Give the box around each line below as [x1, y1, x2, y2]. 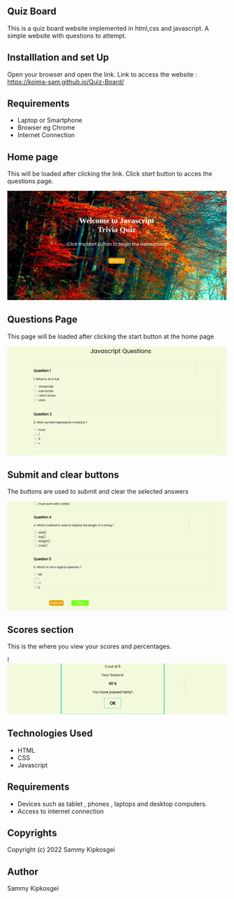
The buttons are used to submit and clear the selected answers [7, 487, 189, 496]
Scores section [7, 623, 75, 636]
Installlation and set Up [7, 52, 109, 63]
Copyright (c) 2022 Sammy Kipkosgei [7, 845, 116, 854]
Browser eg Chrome [17, 123, 75, 132]
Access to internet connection [17, 807, 104, 815]
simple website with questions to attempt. [7, 31, 127, 40]
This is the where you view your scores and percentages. [7, 642, 172, 650]
